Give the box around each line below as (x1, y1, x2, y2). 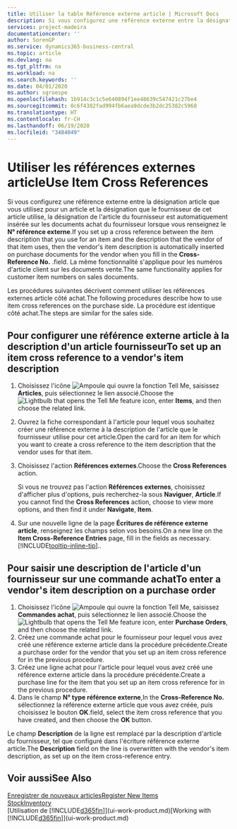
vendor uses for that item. (17, 448, 93, 456)
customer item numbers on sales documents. (7, 273, 139, 282)
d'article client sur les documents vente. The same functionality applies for (7, 265, 223, 274)
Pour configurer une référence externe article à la (7, 330, 229, 342)
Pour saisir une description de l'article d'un (7, 562, 202, 574)
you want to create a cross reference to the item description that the (17, 440, 217, 449)
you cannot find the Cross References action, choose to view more (17, 498, 214, 506)
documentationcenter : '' (7, 30, 80, 37)
